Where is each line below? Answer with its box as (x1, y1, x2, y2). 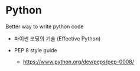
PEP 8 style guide (14, 46, 57, 53)
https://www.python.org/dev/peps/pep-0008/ (22, 58, 134, 65)
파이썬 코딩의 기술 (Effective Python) (14, 35, 101, 42)
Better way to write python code (5, 23, 84, 30)
